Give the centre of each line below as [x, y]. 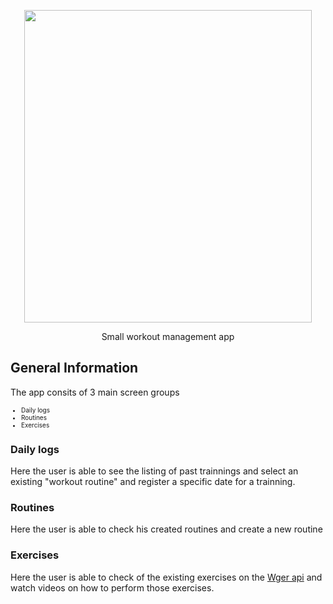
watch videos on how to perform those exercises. [112, 587]
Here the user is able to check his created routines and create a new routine [166, 529]
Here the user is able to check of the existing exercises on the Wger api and [166, 577]
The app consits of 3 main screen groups [95, 392]
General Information [74, 368]
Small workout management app [168, 336]
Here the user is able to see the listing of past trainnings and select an [154, 471]
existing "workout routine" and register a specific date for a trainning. [153, 482]
